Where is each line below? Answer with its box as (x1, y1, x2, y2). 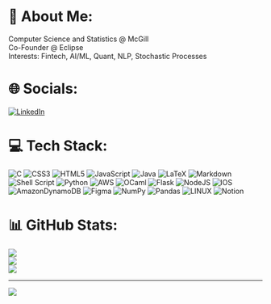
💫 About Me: (8, 7, 94, 26)
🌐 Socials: (8, 80, 78, 98)
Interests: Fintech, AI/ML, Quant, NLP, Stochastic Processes (8, 51, 207, 61)
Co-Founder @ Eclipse (8, 42, 84, 52)
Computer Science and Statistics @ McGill (8, 34, 149, 44)
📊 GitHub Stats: (8, 216, 119, 234)
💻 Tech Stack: (8, 137, 108, 155)
